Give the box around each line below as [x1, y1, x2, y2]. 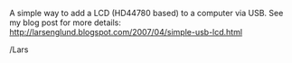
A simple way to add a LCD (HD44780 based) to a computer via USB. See [9, 8, 284, 18]
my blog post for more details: [9, 17, 122, 28]
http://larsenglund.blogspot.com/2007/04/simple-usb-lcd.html [9, 27, 242, 37]
